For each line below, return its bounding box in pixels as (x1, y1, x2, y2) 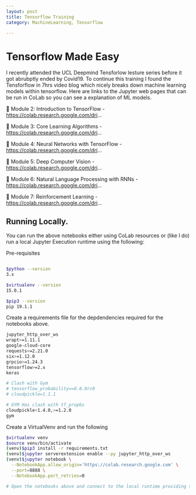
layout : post (6, 8, 38, 15)
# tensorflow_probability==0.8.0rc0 (6, 386, 95, 392)
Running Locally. (6, 216, 68, 226)
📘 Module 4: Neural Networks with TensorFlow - (6, 141, 123, 148)
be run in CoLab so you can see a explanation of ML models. (6, 94, 152, 101)
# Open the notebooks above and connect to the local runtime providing (6, 483, 187, 489)
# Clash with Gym (6, 380, 48, 387)
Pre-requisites (6, 250, 40, 257)
